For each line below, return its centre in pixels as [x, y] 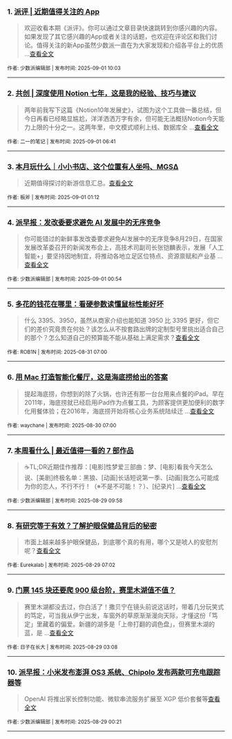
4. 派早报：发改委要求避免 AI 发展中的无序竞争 [84, 222]
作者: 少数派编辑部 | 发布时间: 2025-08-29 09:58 [65, 501]
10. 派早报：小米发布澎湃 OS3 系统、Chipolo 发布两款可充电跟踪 [114, 672]
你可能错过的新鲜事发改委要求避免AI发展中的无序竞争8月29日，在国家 [123, 239]
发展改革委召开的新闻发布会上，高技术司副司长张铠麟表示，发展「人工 [124, 247]
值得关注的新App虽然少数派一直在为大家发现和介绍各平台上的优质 [130, 45]
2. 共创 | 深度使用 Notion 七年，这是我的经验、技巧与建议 [102, 93]
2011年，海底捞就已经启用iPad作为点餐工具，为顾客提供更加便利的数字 [124, 402]
